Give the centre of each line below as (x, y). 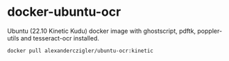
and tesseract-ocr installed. (60, 38)
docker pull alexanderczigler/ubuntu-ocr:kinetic (80, 51)
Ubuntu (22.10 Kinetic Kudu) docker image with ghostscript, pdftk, (102, 31)
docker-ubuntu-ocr (64, 12)
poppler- (210, 31)
